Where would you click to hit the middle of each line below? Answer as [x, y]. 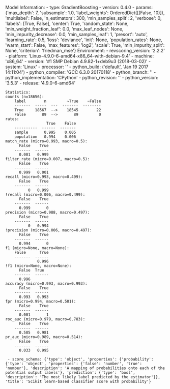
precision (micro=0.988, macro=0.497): [48, 213]
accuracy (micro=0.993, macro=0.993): [46, 284]
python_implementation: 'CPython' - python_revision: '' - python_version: [82, 78]
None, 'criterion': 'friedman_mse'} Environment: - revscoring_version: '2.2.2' [85, 51]
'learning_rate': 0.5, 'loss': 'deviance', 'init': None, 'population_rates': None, [84, 40]
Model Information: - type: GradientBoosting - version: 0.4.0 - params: [79, 7]
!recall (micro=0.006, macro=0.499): [45, 195]
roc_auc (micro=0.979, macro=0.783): [45, 319]
